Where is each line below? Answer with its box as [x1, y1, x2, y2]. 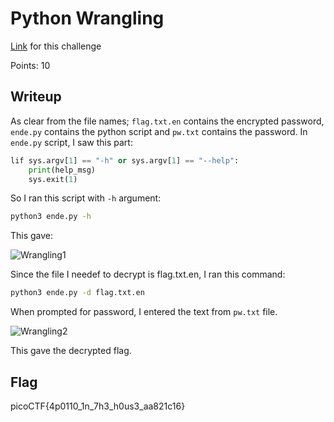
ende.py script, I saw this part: [10, 136, 133, 148]
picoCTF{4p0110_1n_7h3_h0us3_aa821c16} [10, 400, 186, 412]
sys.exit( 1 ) [28, 174, 78, 184]
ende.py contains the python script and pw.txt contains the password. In [10, 125, 308, 137]
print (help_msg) [28, 165, 97, 175]
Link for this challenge [10, 40, 102, 52]
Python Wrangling [10, 7, 165, 30]
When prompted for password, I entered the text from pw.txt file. [10, 306, 278, 318]
